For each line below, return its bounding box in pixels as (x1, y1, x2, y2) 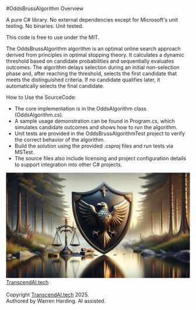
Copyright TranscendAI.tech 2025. (6, 291, 89, 298)
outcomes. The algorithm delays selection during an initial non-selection (6, 64, 180, 71)
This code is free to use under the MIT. (6, 34, 100, 40)
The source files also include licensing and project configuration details (14, 155, 187, 161)
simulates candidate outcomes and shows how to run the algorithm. (14, 124, 178, 130)
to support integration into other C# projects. (14, 161, 123, 168)
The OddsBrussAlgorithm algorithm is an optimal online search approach (6, 45, 181, 52)
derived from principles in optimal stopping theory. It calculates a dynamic (6, 51, 185, 58)
